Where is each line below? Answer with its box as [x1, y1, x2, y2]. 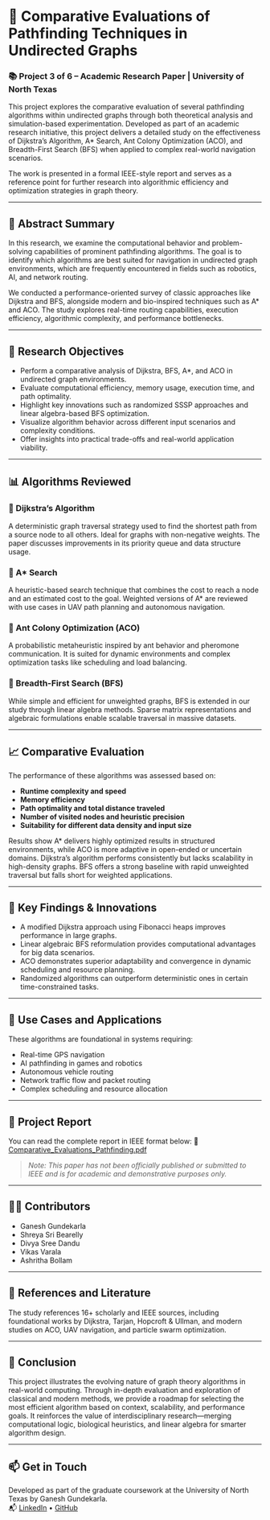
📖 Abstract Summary [8, 216, 115, 230]
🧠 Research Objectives [8, 344, 125, 358]
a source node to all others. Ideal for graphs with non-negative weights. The [8, 529, 260, 539]
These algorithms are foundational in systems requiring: [8, 1034, 193, 1044]
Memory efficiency [19, 794, 86, 804]
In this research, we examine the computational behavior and [8, 238, 211, 248]
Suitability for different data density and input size [19, 820, 192, 830]
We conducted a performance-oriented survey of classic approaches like [8, 288, 252, 298]
